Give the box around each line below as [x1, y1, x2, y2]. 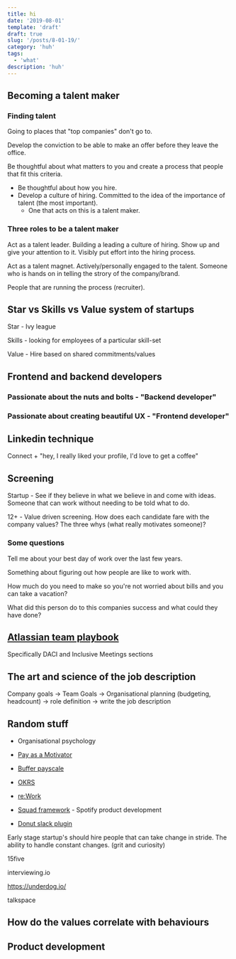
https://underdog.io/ [7, 882, 67, 891]
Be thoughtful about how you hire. [17, 184, 118, 192]
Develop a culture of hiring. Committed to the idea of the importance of [17, 191, 225, 200]
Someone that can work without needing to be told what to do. [7, 499, 190, 507]
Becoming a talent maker [7, 90, 120, 102]
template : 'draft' [7, 23, 62, 31]
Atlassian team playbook [7, 631, 119, 643]
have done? [7, 610, 42, 619]
